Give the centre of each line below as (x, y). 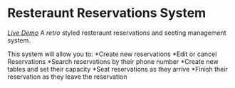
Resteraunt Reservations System (107, 13)
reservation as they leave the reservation (67, 77)
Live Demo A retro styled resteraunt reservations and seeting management (117, 33)
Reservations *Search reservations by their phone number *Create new (113, 61)
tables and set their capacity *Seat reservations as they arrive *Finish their (117, 69)
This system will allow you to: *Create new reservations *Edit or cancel (112, 54)
